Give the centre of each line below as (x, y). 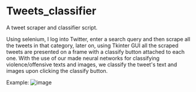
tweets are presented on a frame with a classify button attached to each (96, 51)
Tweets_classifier (51, 11)
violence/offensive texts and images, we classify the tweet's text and (92, 65)
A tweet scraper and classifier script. (52, 27)
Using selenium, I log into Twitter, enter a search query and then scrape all (98, 39)
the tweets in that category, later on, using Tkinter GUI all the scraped (92, 45)
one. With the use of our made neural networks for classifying (83, 58)
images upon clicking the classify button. (57, 70)
